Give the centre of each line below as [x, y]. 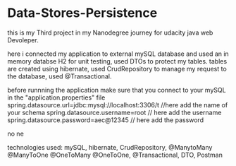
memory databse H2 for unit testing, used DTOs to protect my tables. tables [117, 61]
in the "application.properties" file [56, 97]
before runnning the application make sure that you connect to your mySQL [117, 90]
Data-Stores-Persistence [82, 13]
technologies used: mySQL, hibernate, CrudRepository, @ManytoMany [110, 147]
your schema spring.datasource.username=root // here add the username [114, 112]
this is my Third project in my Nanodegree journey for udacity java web [110, 32]
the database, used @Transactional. [60, 76]
